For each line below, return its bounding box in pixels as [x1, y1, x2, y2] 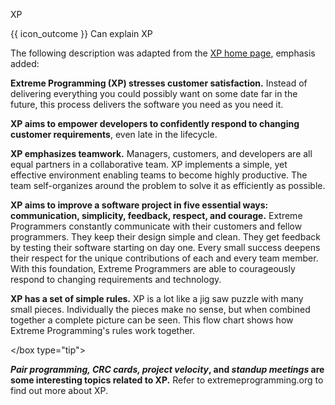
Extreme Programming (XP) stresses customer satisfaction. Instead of [10, 77, 308, 89]
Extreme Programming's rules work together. [10, 325, 196, 336]
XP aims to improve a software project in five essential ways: [10, 199, 269, 211]
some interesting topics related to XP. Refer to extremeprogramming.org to [10, 374, 324, 386]
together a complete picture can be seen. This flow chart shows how [10, 314, 294, 326]
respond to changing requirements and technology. [10, 274, 222, 285]
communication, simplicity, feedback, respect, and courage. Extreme [10, 210, 303, 221]
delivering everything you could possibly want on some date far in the [10, 88, 298, 99]
